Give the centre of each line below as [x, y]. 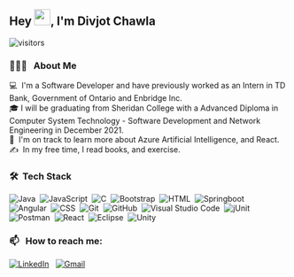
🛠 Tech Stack [41, 176]
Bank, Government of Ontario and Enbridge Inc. [96, 98]
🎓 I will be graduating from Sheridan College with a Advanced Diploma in [144, 108]
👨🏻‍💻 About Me [43, 65]
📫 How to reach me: [56, 242]
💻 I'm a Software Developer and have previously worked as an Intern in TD [147, 86]
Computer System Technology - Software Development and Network [135, 121]
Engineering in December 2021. [66, 130]
